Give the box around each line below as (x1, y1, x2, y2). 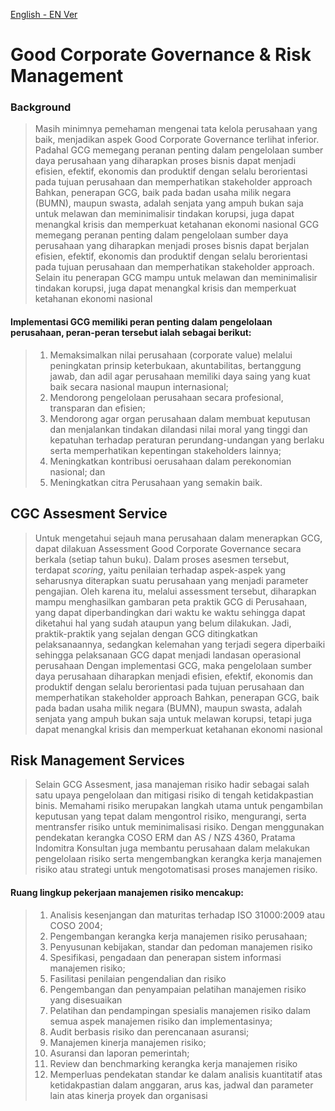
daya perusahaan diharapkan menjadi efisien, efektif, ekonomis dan (34, 670, 314, 682)
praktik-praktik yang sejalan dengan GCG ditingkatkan (34, 627, 258, 639)
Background (10, 100, 72, 114)
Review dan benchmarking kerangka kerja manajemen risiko (49, 1057, 298, 1069)
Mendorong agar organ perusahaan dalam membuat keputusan (49, 412, 311, 424)
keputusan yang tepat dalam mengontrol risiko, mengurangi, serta (34, 810, 307, 823)
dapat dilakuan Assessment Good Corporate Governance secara (34, 542, 302, 554)
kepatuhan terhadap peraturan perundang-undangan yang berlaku (49, 434, 325, 446)
